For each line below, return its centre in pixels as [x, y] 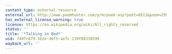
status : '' [17, 29]
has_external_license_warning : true [44, 20]
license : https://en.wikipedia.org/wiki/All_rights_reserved [72, 24]
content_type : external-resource [41, 10]
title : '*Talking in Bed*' [34, 34]
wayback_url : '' [23, 44]
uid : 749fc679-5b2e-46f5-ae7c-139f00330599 [52, 39]
